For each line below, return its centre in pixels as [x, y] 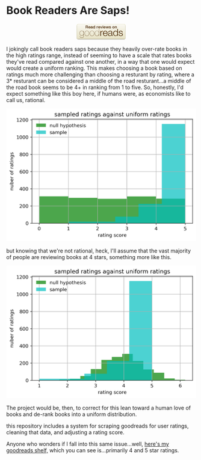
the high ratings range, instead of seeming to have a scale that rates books [99, 55]
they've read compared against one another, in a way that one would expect [100, 61]
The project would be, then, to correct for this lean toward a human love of [99, 408]
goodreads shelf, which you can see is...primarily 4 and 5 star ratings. [93, 450]
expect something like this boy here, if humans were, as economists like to [98, 93]
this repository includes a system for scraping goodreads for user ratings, [97, 426]
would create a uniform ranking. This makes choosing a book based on [94, 68]
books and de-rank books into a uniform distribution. [72, 414]
